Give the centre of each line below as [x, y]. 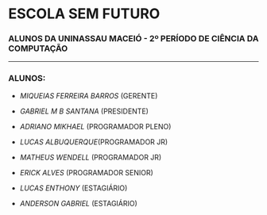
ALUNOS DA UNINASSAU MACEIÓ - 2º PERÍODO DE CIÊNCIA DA [133, 39]
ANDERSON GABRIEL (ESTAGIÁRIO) [78, 203]
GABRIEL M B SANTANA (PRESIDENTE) [84, 111]
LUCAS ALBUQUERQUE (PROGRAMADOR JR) [94, 142]
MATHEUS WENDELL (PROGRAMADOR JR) [91, 157]
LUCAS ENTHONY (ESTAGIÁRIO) [74, 188]
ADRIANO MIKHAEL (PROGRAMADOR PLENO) [95, 126]
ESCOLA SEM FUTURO [84, 14]
